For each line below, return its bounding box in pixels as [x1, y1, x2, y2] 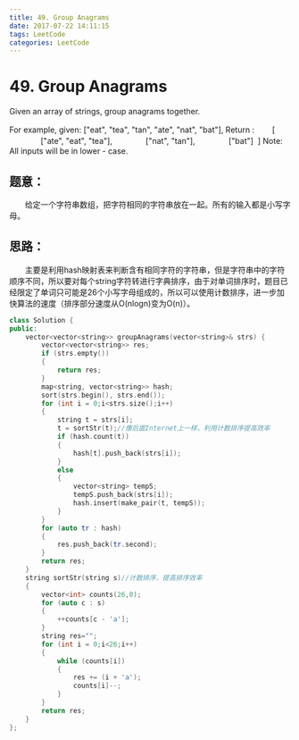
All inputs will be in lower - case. [9, 146, 129, 156]
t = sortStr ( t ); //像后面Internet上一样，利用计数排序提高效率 [56, 424, 270, 433]
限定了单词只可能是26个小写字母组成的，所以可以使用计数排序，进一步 [16, 287, 278, 298]
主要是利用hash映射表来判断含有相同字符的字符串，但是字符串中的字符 [24, 265, 286, 275]
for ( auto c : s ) [41, 598, 105, 608]
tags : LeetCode [9, 29, 66, 38]
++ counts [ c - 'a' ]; [56, 615, 129, 624]
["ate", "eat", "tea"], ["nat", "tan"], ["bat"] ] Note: [39, 136, 283, 147]
